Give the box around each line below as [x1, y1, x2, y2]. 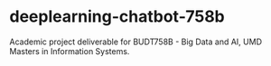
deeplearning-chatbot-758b [9, 6, 226, 27]
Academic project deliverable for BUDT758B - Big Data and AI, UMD [9, 36, 263, 47]
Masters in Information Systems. [9, 45, 130, 56]
